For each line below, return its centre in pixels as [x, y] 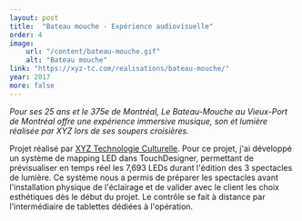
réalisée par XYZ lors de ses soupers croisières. [99, 131]
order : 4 [26, 35]
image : [22, 43]
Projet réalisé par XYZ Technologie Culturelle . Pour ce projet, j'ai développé [151, 148]
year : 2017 [30, 77]
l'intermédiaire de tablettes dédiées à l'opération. [101, 206]
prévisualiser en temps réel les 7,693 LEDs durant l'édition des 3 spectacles [151, 167]
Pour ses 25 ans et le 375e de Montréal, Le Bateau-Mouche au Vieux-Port [149, 111]
